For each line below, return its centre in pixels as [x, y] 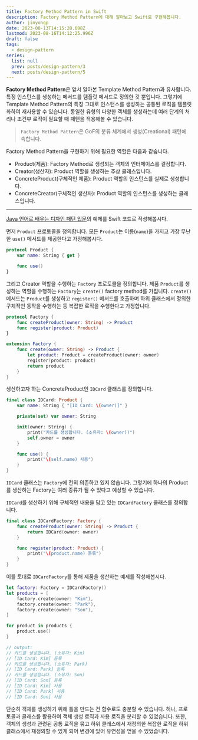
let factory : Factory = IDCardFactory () [57, 588]
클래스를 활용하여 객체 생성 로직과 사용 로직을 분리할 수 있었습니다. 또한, [104, 716]
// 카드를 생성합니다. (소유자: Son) [46, 675]
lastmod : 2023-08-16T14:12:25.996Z [50, 34]
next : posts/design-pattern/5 [48, 72]
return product [46, 366]
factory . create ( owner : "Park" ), [56, 604]
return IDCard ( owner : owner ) [63, 532]
